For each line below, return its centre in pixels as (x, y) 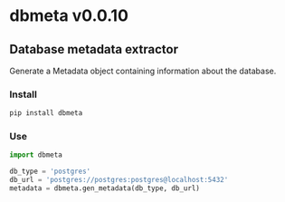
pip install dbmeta (46, 113)
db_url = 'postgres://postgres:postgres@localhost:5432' (119, 180)
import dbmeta (36, 155)
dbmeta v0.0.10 (69, 16)
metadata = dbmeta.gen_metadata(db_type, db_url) (105, 188)
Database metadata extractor (94, 49)
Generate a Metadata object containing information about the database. (143, 71)
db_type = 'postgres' (50, 172)
